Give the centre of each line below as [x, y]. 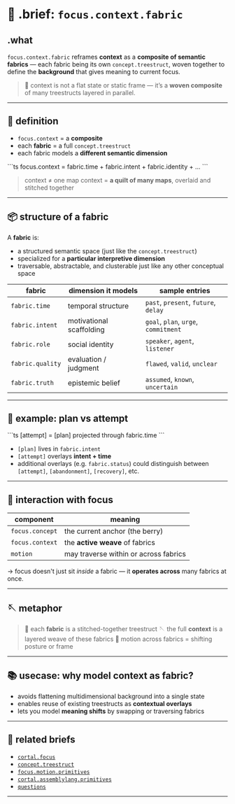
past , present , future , [180, 302]
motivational [88, 320]
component [34, 519]
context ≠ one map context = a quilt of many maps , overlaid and [117, 180]
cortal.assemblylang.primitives [64, 780]
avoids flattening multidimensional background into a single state [111, 696]
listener [160, 348]
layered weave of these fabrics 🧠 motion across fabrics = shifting [118, 639]
